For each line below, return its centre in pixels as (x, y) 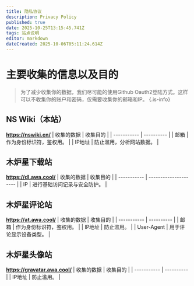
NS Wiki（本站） (36, 119)
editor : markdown (27, 39)
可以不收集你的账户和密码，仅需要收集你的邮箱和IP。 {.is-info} (95, 99)
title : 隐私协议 (24, 11)
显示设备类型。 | (31, 235)
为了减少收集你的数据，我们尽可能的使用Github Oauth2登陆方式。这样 (104, 92)
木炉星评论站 (29, 205)
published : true (26, 22)
